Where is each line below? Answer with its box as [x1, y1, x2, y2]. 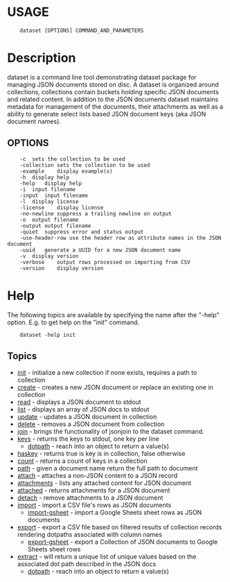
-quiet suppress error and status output [19, 228, 144, 236]
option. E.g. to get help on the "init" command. [7, 318, 140, 326]
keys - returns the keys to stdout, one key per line [17, 434, 159, 443]
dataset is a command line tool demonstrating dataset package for [7, 73, 197, 81]
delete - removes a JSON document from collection [17, 420, 165, 428]
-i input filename [19, 186, 76, 193]
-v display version [19, 252, 79, 260]
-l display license [19, 198, 79, 205]
